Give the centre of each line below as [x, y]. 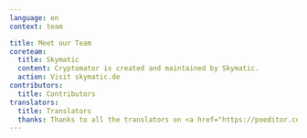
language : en [34, 18]
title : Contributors [57, 94]
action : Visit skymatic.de [69, 77]
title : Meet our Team [51, 43]
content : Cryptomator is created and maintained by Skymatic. [138, 69]
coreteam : [28, 51]
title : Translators [55, 111]
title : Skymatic [48, 60]
